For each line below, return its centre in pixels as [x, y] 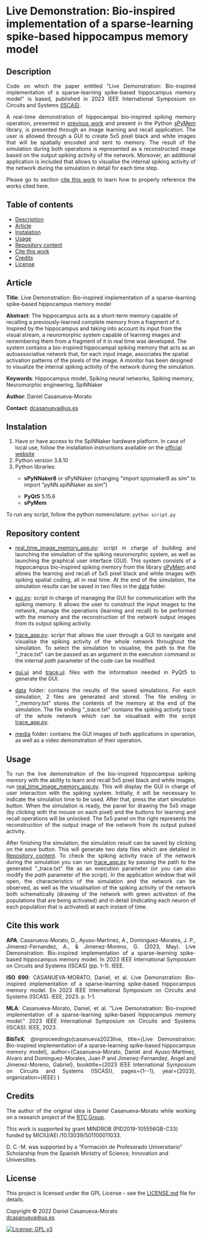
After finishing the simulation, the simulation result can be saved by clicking [101, 843]
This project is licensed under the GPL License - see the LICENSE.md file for [101, 1193]
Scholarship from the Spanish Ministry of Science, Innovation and [87, 1153]
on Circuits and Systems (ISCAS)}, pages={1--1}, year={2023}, [101, 1071]
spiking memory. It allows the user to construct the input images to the [105, 604]
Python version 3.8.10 [41, 461]
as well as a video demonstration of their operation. [78, 740]
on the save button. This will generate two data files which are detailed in [101, 850]
